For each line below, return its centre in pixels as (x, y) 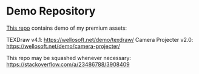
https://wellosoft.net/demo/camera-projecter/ (63, 46)
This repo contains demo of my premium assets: (67, 28)
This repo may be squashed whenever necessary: (69, 58)
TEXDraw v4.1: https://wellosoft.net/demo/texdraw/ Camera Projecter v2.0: (100, 39)
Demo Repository (51, 11)
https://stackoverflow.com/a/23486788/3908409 (68, 64)
